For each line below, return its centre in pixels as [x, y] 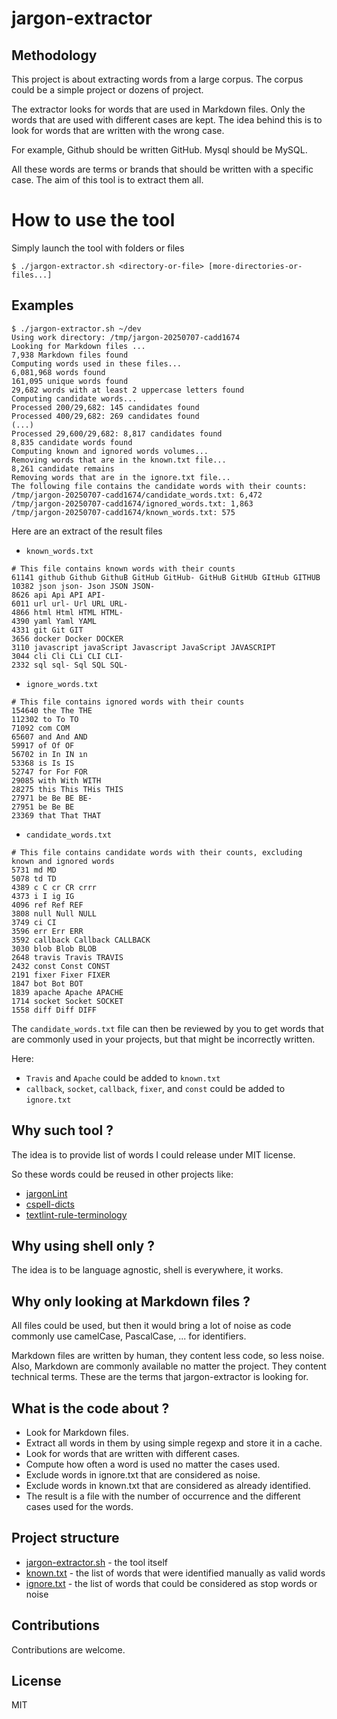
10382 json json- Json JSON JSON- [83, 586]
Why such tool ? [62, 1130]
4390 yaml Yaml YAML [54, 621]
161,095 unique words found [70, 381]
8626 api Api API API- [58, 595]
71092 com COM [41, 728]
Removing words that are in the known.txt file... [119, 460]
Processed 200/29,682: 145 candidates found [105, 407]
